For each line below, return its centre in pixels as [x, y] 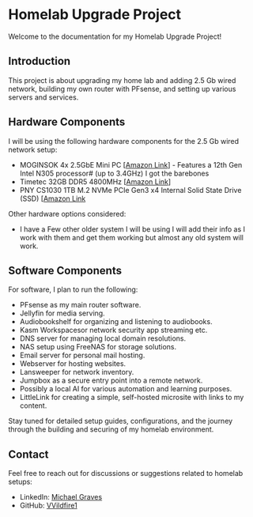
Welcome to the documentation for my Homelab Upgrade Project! [115, 36]
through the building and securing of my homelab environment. [111, 429]
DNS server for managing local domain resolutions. [103, 338]
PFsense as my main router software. [80, 305]
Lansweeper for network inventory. [77, 372]
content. [33, 406]
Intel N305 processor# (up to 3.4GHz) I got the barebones [114, 173]
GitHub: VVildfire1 [48, 506]
